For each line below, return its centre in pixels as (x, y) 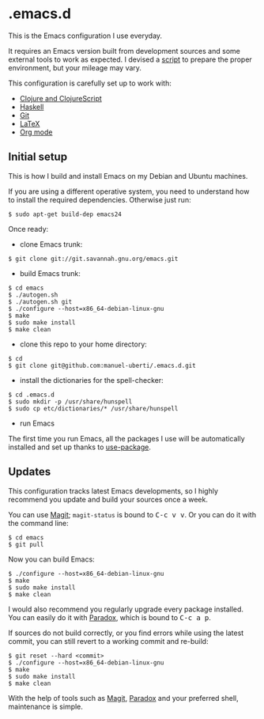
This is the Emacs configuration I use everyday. (85, 36)
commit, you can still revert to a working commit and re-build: (108, 641)
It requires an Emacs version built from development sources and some (124, 51)
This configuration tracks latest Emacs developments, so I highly (113, 490)
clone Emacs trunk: (51, 244)
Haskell (32, 107)
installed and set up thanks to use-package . (80, 447)
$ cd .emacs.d (32, 395)
